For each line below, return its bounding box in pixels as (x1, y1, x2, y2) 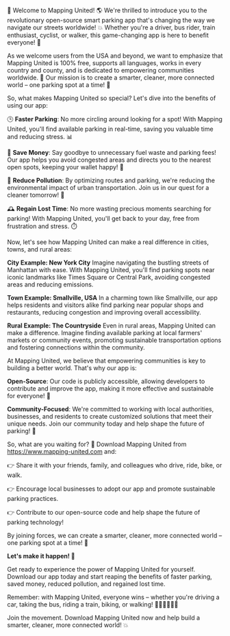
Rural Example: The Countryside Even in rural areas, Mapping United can (7, 321, 216, 330)
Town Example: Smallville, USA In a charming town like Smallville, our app (7, 294, 218, 302)
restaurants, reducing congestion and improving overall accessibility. (7, 308, 202, 316)
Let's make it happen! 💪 (7, 552, 75, 560)
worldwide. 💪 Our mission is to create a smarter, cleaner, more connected (7, 73, 214, 82)
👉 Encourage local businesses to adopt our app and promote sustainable (7, 485, 216, 493)
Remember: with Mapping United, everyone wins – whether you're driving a (7, 593, 220, 601)
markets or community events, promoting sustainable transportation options (7, 336, 222, 344)
